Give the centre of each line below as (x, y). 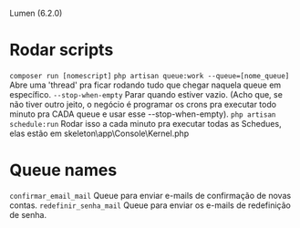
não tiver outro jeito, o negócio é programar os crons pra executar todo (143, 104)
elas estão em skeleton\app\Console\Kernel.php (99, 133)
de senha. (28, 214)
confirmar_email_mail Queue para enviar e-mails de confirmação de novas (150, 195)
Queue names (63, 170)
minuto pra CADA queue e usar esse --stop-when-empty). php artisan (143, 114)
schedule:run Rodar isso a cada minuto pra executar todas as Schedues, (145, 123)
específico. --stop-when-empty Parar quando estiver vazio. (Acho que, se (146, 94)
